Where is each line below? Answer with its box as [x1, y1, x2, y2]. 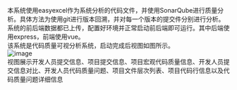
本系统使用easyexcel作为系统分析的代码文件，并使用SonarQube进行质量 [7, 6, 218, 14]
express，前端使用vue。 [13, 32, 85, 41]
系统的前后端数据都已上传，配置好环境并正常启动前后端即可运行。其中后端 [7, 24, 224, 32]
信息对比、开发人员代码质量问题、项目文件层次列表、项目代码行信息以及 [13, 66, 224, 75]
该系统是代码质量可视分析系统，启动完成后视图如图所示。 [7, 41, 174, 49]
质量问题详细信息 [13, 75, 63, 83]
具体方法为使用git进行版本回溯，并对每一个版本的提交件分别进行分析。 [19, 15, 225, 23]
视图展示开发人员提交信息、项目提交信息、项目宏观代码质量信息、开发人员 [7, 58, 224, 65]
